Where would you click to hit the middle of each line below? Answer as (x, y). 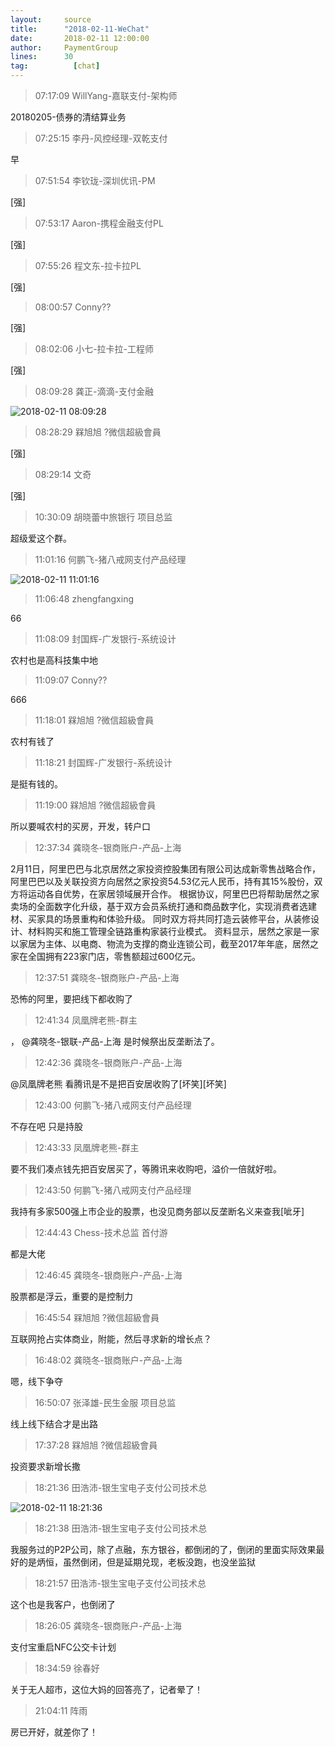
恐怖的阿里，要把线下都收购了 (71, 999)
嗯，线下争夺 (36, 1381)
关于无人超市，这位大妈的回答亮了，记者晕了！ (106, 1689)
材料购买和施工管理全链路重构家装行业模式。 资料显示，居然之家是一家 (173, 931)
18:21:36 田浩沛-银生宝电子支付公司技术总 (121, 1487)
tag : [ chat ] (55, 66)
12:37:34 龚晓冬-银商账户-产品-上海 (108, 847)
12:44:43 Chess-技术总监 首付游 (101, 1232)
